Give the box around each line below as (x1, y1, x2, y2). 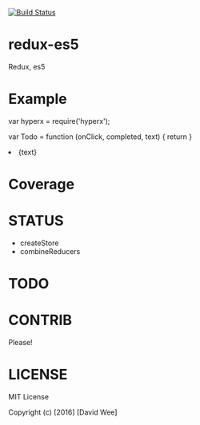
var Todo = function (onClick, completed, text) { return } (8, 132, 193, 141)
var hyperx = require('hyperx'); (8, 116, 110, 125)
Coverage (8, 176, 74, 193)
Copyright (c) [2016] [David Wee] (8, 407, 118, 417)
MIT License (8, 392, 50, 402)
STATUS (8, 212, 64, 230)
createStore (19, 238, 59, 248)
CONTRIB (8, 312, 73, 329)
